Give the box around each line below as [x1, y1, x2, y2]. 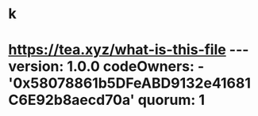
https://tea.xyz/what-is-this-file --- [8, 41, 249, 59]
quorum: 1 [137, 92, 205, 109]
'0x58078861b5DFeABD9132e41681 [8, 74, 252, 92]
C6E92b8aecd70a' [8, 92, 135, 109]
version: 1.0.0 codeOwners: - [8, 58, 205, 76]
